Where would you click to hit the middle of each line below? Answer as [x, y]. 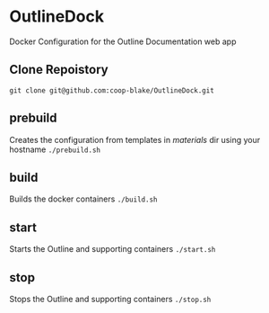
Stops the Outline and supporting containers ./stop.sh [110, 299]
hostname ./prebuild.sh [55, 149]
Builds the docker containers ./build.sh [83, 199]
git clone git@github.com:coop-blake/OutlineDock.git [112, 90]
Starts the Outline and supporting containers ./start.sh [113, 249]
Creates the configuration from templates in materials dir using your [135, 139]
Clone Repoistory [59, 70]
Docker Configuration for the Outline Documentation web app [123, 41]
